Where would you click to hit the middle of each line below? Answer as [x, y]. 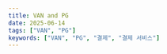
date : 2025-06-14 [37, 23]
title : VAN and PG [38, 15]
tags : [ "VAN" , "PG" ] [42, 30]
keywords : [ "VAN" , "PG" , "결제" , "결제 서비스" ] [84, 38]
